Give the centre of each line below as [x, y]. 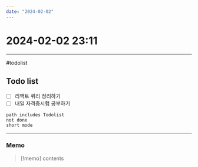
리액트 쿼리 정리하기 [37, 96]
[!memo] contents [42, 158]
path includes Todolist [35, 115]
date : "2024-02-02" [30, 12]
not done [17, 120]
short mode [19, 125]
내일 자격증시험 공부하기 [42, 103]
